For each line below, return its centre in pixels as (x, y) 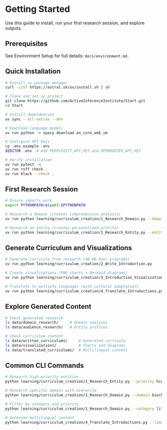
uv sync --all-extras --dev (34, 119)
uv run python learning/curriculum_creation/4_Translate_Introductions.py (84, 291)
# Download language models (34, 128)
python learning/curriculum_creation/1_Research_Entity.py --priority (80, 382)
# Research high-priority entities (42, 377)
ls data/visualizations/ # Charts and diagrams (65, 345)
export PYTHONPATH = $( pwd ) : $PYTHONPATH (45, 205)
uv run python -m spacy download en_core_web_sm (56, 133)
